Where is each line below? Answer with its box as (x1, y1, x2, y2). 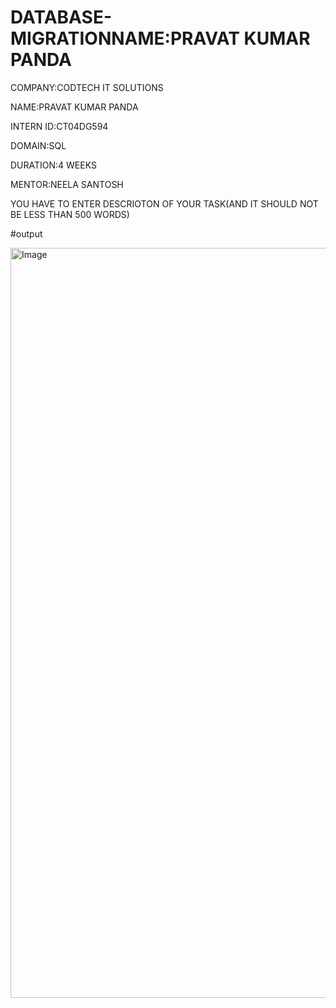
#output (10, 227, 43, 240)
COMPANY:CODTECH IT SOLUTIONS (10, 81, 164, 93)
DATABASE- (10, 6, 113, 29)
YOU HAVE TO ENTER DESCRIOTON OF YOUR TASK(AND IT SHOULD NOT (10, 197, 319, 210)
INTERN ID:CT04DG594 (10, 120, 109, 132)
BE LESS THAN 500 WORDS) (10, 208, 130, 220)
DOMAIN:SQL (10, 139, 67, 151)
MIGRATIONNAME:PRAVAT (10, 27, 240, 50)
